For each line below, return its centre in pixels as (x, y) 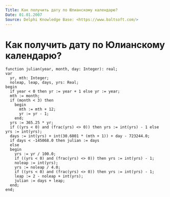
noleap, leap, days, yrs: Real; (45, 83)
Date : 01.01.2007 (24, 15)
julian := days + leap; (40, 181)
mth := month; (25, 96)
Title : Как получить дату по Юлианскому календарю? (61, 10)
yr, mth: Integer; (30, 78)
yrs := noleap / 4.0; (37, 167)
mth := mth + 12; (37, 109)
